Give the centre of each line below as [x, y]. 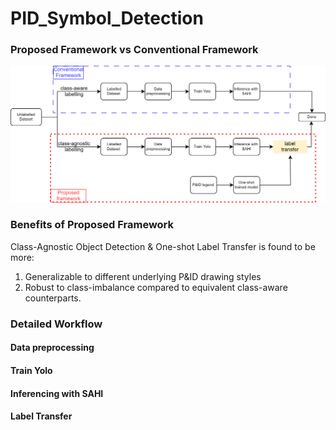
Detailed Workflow [56, 324]
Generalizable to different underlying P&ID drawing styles [143, 276]
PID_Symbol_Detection [107, 18]
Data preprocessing [52, 348]
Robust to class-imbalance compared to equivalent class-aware [156, 287]
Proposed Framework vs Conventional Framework [134, 50]
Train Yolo [31, 370]
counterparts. [53, 298]
